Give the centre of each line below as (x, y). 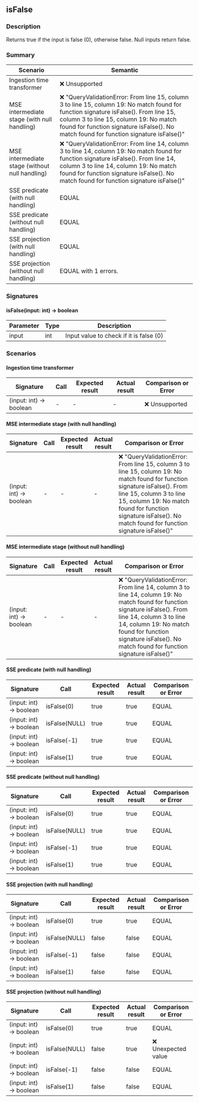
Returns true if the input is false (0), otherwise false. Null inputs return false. (99, 39)
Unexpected (169, 1049)
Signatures (22, 296)
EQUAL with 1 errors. (89, 270)
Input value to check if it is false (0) (114, 336)
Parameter (24, 326)
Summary (21, 54)
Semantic (125, 70)
